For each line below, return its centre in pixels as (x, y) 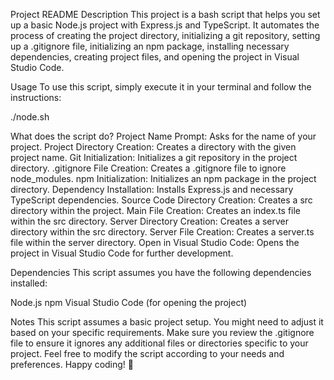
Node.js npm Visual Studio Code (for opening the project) (129, 302)
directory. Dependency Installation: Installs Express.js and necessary (152, 189)
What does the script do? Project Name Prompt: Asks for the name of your (163, 136)
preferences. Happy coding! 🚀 (72, 364)
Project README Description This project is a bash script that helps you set (165, 14)
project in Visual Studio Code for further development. (122, 253)
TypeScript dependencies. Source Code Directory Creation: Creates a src (161, 200)
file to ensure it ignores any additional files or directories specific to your (159, 343)
